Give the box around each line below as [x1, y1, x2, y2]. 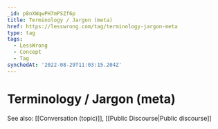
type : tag [7, 29, 36, 37]
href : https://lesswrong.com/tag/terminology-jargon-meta [7, 23, 178, 30]
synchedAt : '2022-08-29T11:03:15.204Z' [7, 61, 122, 68]
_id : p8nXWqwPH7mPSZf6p [7, 10, 76, 17]
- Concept [13, 49, 42, 56]
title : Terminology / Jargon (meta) [7, 17, 113, 23]
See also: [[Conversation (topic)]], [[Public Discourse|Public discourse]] [7, 114, 212, 122]
